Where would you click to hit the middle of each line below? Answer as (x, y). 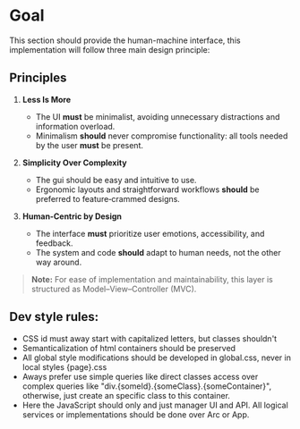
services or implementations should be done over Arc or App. (136, 414)
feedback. (54, 243)
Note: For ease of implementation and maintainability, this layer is (152, 279)
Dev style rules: (54, 317)
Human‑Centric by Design (72, 216)
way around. (59, 262)
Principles (38, 78)
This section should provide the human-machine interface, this (125, 40)
